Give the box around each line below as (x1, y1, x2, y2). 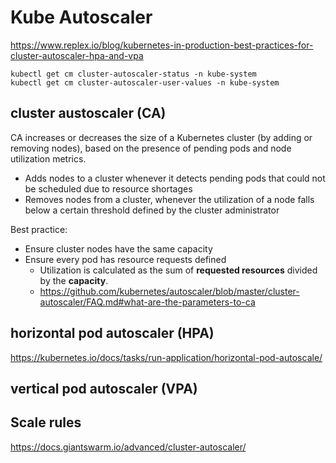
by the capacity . (39, 274, 109, 286)
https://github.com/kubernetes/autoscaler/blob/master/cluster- (39, 285, 300, 297)
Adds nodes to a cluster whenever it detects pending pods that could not (24, 172, 326, 184)
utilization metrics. (10, 152, 87, 165)
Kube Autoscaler (10, 6, 153, 29)
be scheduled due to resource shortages (24, 182, 193, 195)
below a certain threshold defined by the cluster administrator (24, 204, 280, 216)
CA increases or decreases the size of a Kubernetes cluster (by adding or (10, 131, 313, 143)
